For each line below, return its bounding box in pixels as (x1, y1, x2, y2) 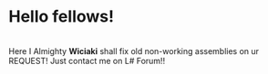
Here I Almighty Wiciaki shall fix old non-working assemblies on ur (8, 45, 260, 56)
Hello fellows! (8, 6, 115, 27)
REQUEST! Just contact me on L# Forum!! (8, 55, 166, 66)
